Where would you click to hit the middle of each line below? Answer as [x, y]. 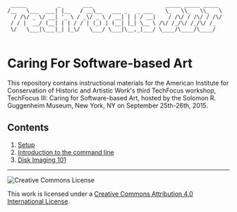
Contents [28, 128]
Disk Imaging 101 [42, 160]
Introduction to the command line [66, 152]
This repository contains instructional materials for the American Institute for [118, 83]
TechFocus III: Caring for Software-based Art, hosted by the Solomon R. [112, 98]
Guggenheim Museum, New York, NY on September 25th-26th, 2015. [108, 105]
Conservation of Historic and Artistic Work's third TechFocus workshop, [112, 90]
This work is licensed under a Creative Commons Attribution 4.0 [101, 194]
